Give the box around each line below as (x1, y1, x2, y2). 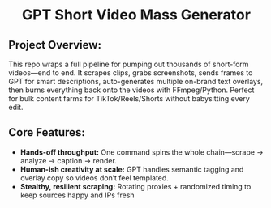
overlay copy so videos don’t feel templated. (19, 172, 169, 183)
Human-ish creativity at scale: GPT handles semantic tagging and (19, 164, 244, 174)
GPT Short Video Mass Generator (21, 6, 252, 24)
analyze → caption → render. (19, 155, 118, 165)
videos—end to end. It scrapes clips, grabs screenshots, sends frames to (8, 68, 253, 78)
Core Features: (8, 125, 85, 139)
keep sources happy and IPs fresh (19, 190, 135, 200)
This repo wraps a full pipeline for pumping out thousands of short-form (8, 59, 249, 69)
